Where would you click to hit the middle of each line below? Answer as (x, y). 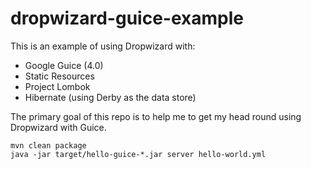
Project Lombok (57, 86)
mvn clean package (48, 145)
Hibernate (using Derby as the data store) (110, 97)
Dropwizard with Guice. (58, 127)
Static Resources (59, 76)
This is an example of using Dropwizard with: (103, 46)
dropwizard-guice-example (127, 18)
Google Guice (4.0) (64, 65)
